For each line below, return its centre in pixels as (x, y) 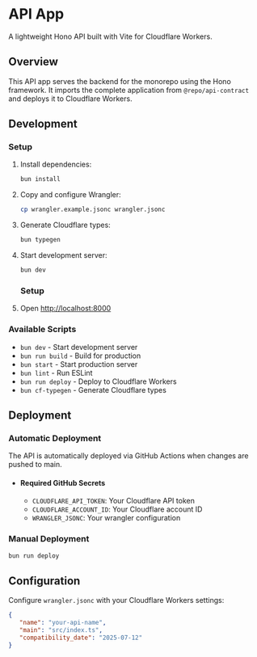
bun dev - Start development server (79, 347)
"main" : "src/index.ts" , (61, 630)
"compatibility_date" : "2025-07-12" (81, 638)
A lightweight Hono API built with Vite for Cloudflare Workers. (110, 36)
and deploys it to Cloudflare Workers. (70, 99)
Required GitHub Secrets (63, 482)
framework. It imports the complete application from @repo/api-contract (128, 90)
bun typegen (40, 240)
